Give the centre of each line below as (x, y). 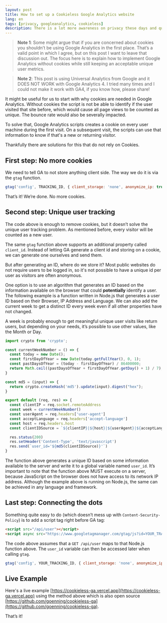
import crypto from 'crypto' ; (37, 341)
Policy (12, 520)
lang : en (14, 19)
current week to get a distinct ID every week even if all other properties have (83, 306)
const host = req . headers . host (42, 423)
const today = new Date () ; (38, 355)
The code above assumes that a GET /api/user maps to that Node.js (75, 543)
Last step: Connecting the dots (54, 503)
